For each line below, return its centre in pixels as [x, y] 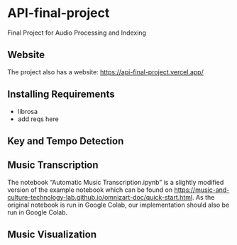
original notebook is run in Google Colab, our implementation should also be [118, 205]
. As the [203, 197]
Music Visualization [52, 235]
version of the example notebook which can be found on [90, 190]
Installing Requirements [61, 95]
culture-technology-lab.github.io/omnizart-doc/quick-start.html [100, 197]
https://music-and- [202, 190]
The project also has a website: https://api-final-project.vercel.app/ [105, 72]
